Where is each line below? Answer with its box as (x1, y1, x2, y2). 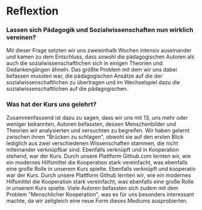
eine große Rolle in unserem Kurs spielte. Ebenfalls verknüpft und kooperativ (6, 165, 196, 172)
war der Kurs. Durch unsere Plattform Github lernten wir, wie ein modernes (6, 171, 191, 179)
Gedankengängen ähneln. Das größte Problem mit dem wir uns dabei (6, 66, 177, 73)
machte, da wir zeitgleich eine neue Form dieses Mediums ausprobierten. (6, 197, 188, 204)
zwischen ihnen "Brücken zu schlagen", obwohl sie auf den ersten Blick (6, 133, 184, 140)
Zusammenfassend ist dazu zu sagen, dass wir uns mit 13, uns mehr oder (6, 114, 188, 121)
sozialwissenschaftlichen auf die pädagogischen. (6, 85, 128, 93)
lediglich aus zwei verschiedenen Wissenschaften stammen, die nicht (6, 140, 179, 147)
